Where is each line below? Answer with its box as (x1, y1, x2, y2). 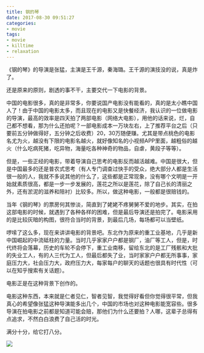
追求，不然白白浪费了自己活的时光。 (11, 315, 102, 322)
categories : (6, 20, 36, 26)
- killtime (6, 43, 34, 49)
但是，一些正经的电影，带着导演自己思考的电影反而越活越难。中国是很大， (6, 157, 192, 164)
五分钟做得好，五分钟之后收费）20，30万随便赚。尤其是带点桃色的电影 (16, 129, 195, 136)
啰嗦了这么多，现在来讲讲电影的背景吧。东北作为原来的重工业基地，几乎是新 (6, 229, 198, 236)
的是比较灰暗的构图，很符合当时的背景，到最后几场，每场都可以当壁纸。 (6, 216, 187, 223)
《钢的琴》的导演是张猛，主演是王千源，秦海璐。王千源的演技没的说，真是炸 (6, 66, 198, 73)
